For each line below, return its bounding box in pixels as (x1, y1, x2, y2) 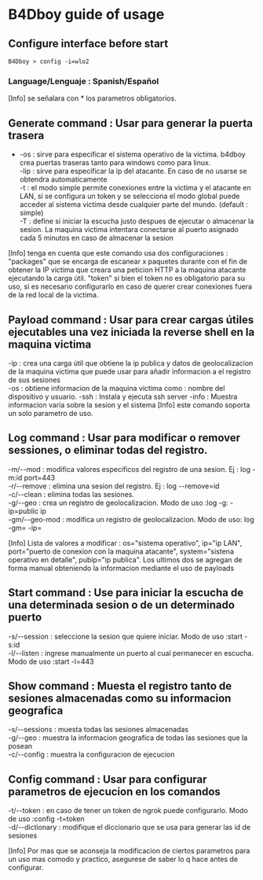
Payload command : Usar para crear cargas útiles (8, 313, 254, 326)
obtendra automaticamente (19, 175, 108, 184)
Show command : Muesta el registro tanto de (8, 679, 232, 693)
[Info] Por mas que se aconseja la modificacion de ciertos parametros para (8, 846, 250, 856)
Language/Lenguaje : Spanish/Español (8, 75, 159, 87)
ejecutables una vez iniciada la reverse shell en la (8, 325, 255, 339)
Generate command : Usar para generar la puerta (8, 116, 254, 130)
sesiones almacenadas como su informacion (8, 691, 232, 705)
